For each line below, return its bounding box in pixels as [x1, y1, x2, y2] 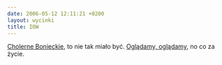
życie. [7, 50, 24, 58]
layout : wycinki [7, 17, 54, 24]
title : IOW [7, 23, 39, 30]
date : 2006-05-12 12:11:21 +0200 [7, 10, 105, 17]
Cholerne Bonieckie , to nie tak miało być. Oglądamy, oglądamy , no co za [7, 43, 215, 51]
